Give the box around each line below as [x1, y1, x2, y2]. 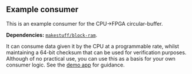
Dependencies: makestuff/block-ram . [6, 31, 98, 38]
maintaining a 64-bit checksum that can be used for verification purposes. [6, 49, 187, 56]
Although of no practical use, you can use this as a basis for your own [6, 55, 176, 62]
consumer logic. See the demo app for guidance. [6, 61, 125, 68]
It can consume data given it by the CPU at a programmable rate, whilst [6, 43, 180, 50]
